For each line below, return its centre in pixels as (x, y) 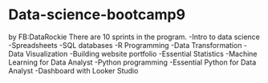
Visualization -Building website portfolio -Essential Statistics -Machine (142, 53)
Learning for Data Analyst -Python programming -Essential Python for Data (132, 62)
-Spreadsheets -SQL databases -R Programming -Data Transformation (125, 45)
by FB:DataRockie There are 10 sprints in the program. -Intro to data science (134, 37)
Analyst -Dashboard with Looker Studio (73, 70)
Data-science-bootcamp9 (97, 15)
